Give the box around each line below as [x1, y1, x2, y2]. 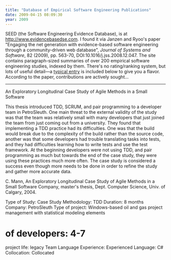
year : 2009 [5, 17, 28, 22]
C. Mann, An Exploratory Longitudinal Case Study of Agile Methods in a [5, 178, 155, 184]
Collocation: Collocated [5, 250, 54, 256]
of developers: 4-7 [5, 227, 85, 239]
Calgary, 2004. [5, 189, 37, 196]
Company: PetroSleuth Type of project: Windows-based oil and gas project [5, 204, 163, 211]
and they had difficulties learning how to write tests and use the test [5, 142, 148, 148]
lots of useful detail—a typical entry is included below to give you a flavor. [5, 69, 160, 75]
